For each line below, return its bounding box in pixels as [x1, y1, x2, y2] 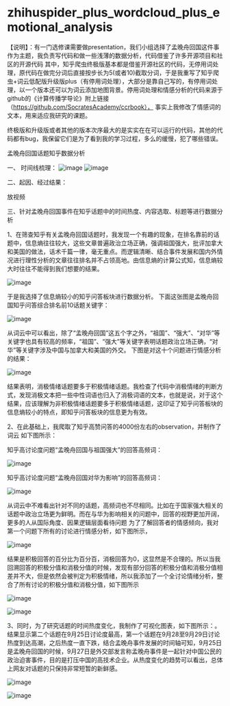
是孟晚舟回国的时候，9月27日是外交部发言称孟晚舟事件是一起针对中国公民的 [7, 647, 222, 655]
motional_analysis [7, 19, 113, 35]
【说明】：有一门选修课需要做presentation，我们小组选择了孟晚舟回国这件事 [7, 42, 220, 51]
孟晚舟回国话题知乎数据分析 [7, 149, 86, 157]
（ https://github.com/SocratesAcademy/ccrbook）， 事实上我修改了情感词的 [7, 103, 221, 111]
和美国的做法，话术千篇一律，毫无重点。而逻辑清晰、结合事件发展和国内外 [7, 247, 217, 255]
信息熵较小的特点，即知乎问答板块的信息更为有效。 [7, 407, 151, 416]
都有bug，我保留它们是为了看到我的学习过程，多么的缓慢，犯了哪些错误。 [12, 134, 222, 142]
